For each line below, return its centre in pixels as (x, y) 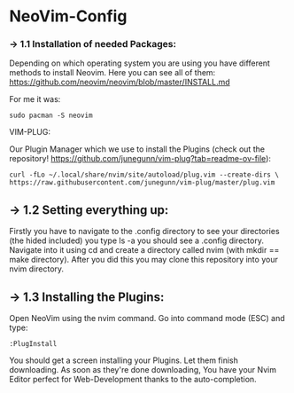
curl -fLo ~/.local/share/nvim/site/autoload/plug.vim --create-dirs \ (144, 175)
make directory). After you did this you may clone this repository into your (144, 260)
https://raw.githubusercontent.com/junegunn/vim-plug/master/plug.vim (142, 183)
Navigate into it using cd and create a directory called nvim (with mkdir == (144, 250)
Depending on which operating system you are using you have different (139, 63)
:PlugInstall (33, 344)
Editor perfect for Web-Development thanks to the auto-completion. (133, 380)
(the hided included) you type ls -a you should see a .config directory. (136, 240)
